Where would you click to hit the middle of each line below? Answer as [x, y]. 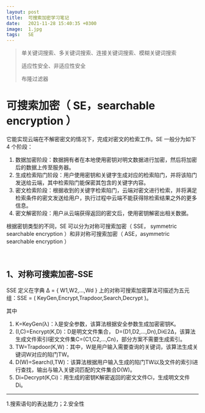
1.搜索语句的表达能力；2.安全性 [45, 403]
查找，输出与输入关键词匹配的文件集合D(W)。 [78, 370]
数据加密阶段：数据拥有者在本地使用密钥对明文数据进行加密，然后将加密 [106, 160]
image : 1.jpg [24, 29]
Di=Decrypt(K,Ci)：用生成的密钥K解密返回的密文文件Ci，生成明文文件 [103, 377]
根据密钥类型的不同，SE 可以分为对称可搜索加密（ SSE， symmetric [92, 226]
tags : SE [20, 35]
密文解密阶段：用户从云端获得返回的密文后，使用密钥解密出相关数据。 [103, 213]
